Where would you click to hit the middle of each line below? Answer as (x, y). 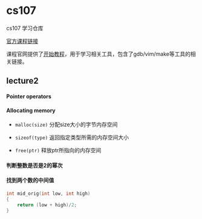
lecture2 (23, 81)
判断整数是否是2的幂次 (34, 165)
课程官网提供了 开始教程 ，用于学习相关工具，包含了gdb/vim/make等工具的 (98, 54)
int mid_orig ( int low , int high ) (48, 194)
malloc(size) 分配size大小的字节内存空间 (66, 124)
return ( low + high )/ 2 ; (47, 205)
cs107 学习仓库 (25, 28)
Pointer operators (29, 96)
